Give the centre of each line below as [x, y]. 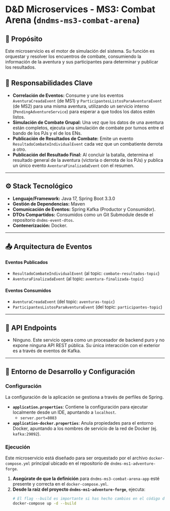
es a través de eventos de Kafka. [47, 351]
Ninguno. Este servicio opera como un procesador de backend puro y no [89, 340]
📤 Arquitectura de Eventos [49, 247]
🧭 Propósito [24, 39]
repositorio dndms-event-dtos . [43, 220]
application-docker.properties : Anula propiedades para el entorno [83, 423]
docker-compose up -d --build [45, 503]
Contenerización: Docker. [40, 225]
